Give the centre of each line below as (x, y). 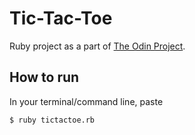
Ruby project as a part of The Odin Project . (97, 46)
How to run (44, 77)
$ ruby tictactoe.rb (52, 120)
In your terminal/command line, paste (86, 101)
